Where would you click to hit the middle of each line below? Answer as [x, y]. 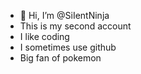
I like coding [44, 36]
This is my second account [75, 26]
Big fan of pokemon [60, 58]
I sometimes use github [68, 47]
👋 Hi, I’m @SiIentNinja [64, 15]
